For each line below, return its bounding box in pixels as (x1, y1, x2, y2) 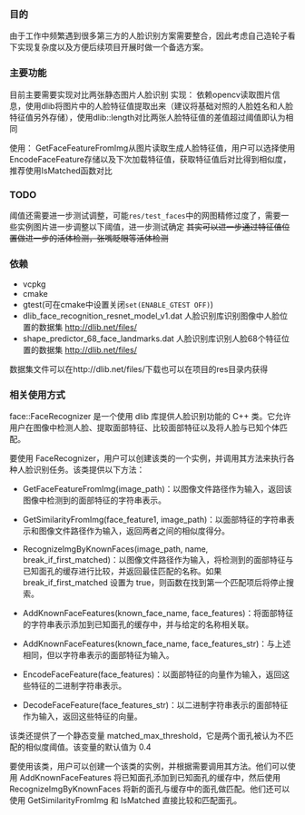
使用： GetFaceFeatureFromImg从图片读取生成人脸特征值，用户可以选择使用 (9, 142, 296, 153)
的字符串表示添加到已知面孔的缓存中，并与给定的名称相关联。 (22, 619, 254, 630)
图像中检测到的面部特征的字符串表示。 (22, 495, 166, 506)
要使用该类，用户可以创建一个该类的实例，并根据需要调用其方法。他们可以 (9, 761, 288, 772)
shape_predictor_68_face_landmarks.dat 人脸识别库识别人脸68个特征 (22, 333, 282, 344)
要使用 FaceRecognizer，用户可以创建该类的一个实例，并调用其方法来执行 (9, 453, 288, 464)
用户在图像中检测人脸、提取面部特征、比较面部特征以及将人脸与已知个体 (9, 422, 280, 433)
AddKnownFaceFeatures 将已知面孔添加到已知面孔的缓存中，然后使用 (19, 772, 281, 783)
